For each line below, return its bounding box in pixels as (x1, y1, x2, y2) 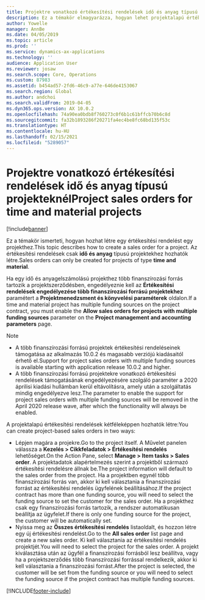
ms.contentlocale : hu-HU (6, 128, 70, 134)
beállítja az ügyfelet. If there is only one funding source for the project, (15, 510, 191, 518)
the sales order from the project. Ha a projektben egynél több (15, 471, 170, 478)
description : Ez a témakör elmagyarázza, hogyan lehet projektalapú (6, 15, 184, 21)
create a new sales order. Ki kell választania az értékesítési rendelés (15, 536, 187, 544)
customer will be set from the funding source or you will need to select (15, 569, 193, 576)
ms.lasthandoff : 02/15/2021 (6, 134, 78, 141)
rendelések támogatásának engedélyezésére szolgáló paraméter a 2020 (15, 376, 198, 384)
